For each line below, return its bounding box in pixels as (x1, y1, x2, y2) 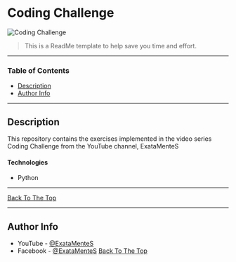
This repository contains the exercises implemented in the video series (7, 135, 212, 143)
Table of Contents (7, 65, 70, 75)
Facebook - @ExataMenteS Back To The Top (17, 247, 147, 255)
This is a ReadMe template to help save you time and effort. (24, 41, 197, 50)
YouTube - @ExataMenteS (17, 240, 94, 248)
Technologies (7, 158, 48, 166)
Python (17, 174, 39, 182)
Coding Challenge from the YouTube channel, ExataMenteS (7, 142, 179, 151)
